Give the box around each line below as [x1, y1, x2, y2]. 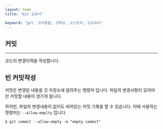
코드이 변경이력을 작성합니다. [5, 58, 60, 64]
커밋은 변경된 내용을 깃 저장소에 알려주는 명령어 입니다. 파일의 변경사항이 [5, 87, 142, 93]
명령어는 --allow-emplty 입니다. [5, 110, 67, 115]
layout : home [5, 7, 32, 12]
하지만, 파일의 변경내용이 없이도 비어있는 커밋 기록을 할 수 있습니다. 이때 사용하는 [5, 104, 158, 109]
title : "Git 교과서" [5, 12, 44, 16]
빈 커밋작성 [5, 73, 36, 81]
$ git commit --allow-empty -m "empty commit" [5, 119, 101, 124]
